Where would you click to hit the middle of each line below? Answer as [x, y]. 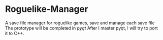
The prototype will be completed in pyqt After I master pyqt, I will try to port [81, 28]
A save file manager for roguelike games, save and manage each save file [80, 23]
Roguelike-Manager [47, 9]
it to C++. [15, 33]
